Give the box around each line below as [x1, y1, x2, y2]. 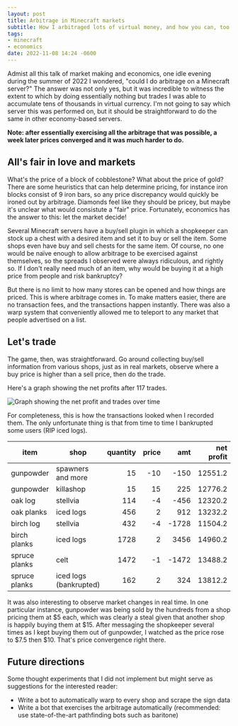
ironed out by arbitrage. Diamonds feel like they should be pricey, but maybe [7, 198, 231, 206]
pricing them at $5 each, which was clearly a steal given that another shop [7, 613, 225, 621]
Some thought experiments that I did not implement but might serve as [7, 674, 214, 684]
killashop [55, 484, 86, 494]
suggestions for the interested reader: [7, 682, 118, 691]
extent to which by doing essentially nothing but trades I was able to [7, 91, 207, 100]
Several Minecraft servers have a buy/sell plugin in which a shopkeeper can [7, 226, 228, 234]
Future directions [7, 656, 85, 668]
